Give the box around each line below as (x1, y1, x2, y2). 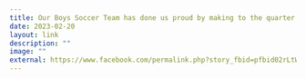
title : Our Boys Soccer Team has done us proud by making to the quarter (9, 13, 296, 23)
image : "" (9, 47, 47, 56)
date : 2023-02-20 (9, 22, 76, 31)
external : (9, 55, 47, 64)
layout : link (9, 30, 59, 39)
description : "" (9, 38, 71, 48)
